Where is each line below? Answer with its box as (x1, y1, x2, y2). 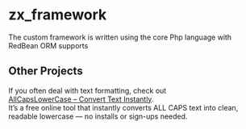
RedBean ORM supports (8, 40, 89, 50)
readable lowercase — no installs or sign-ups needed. (8, 111, 188, 121)
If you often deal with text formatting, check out (8, 85, 167, 95)
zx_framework (8, 6, 107, 24)
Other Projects (8, 64, 83, 78)
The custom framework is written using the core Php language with (8, 32, 232, 42)
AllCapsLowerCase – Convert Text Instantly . (8, 94, 154, 104)
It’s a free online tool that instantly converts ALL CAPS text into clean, (8, 102, 239, 112)
